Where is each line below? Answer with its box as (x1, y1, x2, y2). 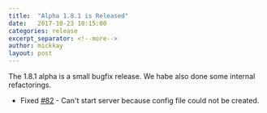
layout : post (8, 49, 53, 57)
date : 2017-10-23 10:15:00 (8, 19, 107, 27)
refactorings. (8, 80, 51, 90)
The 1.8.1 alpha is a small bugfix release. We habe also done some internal (8, 72, 256, 81)
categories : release (8, 27, 79, 35)
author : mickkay (8, 42, 63, 50)
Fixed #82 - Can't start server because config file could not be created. (19, 96, 260, 105)
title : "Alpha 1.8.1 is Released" (8, 11, 129, 20)
